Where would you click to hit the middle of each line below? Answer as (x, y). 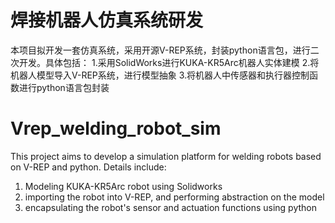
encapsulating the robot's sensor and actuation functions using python (171, 207)
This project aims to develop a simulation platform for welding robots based (166, 156)
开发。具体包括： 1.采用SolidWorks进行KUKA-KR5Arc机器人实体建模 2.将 (169, 62)
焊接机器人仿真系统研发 (107, 20)
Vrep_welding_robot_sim (116, 128)
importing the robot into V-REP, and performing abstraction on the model (174, 197)
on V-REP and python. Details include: (88, 167)
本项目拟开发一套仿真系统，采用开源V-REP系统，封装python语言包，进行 (160, 50)
